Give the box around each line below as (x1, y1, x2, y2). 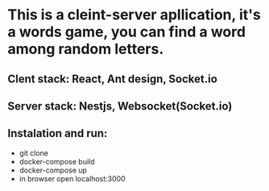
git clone (19, 147, 49, 158)
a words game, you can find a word (7, 23, 246, 41)
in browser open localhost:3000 (19, 173, 126, 183)
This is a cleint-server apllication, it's (7, 6, 261, 24)
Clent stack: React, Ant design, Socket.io (7, 72, 218, 85)
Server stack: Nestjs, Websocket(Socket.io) (7, 99, 233, 113)
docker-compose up (19, 165, 88, 175)
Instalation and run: (7, 127, 108, 140)
